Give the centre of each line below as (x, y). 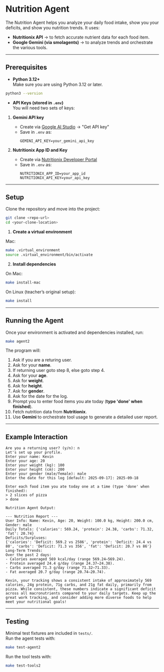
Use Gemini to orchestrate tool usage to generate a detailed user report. (85, 417)
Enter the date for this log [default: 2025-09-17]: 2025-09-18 (72, 478)
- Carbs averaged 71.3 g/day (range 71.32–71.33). (58, 568)
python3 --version (24, 93)
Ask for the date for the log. (40, 396)
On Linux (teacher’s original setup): (41, 292)
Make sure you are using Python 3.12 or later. (58, 84)
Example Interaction (36, 437)
